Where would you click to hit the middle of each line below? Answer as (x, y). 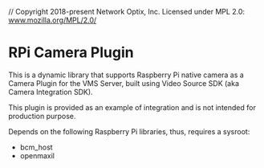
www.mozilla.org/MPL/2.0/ (53, 20)
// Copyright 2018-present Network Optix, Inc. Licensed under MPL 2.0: (127, 12)
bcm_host (37, 147)
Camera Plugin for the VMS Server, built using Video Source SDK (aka (124, 83)
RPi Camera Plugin (71, 53)
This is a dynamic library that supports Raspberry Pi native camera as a (126, 75)
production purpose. (42, 116)
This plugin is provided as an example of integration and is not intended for (132, 107)
